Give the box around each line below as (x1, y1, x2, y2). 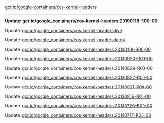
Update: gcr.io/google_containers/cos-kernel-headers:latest (5, 37, 126, 43)
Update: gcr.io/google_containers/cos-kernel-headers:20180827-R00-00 (5, 75, 153, 80)
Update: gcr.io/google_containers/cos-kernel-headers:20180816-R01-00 (5, 93, 151, 99)
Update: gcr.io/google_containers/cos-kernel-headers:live (5, 28, 122, 33)
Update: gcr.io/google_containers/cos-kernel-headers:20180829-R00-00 (5, 65, 153, 71)
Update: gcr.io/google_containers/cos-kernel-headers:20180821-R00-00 (5, 84, 152, 89)
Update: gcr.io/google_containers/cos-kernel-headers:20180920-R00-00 (5, 56, 153, 61)
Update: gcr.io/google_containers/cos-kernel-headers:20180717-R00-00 (5, 112, 151, 118)
